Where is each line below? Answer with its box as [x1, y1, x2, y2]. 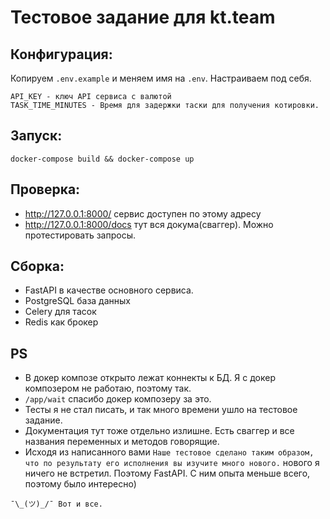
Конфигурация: [10, 46, 113, 63]
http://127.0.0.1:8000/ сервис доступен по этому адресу [24, 207, 262, 220]
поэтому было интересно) [24, 478, 137, 490]
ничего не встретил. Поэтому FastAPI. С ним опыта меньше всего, [24, 467, 311, 480]
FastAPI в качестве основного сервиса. [24, 284, 194, 296]
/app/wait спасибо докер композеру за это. [24, 393, 212, 405]
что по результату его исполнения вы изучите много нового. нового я [24, 457, 320, 469]
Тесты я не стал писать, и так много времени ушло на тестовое [24, 404, 298, 416]
